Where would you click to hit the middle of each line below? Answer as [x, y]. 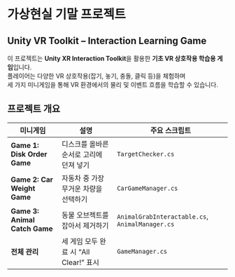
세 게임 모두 [80, 241]
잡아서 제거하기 [85, 225]
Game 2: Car [32, 180]
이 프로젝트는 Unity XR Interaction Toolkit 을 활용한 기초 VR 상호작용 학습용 [112, 58]
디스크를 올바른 [85, 144]
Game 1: [25, 145]
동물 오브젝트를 [85, 215]
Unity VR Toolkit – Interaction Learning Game [107, 40]
